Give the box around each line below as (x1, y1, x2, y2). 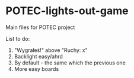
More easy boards (14, 65, 59, 72)
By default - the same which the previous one (14, 59, 126, 66)
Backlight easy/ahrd (14, 53, 63, 60)
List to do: (5, 35, 30, 42)
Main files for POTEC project (5, 24, 75, 31)
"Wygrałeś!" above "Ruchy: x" (14, 46, 88, 54)
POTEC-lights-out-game (5, 4, 129, 18)
